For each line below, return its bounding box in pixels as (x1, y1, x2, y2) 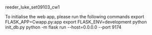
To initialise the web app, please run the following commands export (5, 14, 145, 19)
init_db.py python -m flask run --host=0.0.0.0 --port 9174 (5, 24, 122, 30)
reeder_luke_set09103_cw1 (5, 4, 60, 10)
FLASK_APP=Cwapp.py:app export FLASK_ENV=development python (5, 19, 147, 25)
